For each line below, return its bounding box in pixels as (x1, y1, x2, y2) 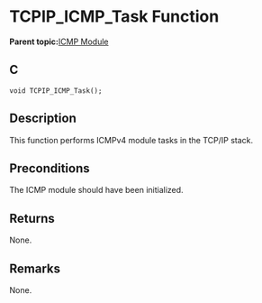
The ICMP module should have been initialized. (9, 185, 184, 196)
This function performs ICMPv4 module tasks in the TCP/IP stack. (9, 134, 254, 145)
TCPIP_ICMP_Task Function (9, 6, 220, 27)
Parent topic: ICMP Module (9, 36, 109, 47)
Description (9, 111, 77, 126)
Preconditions (9, 161, 90, 176)
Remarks (9, 261, 61, 276)
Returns (9, 210, 56, 226)
